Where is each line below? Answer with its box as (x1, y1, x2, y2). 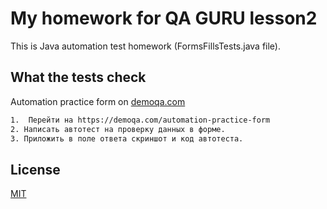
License (10, 161, 61, 178)
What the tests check (10, 69, 147, 86)
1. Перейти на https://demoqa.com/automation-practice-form (10, 115, 271, 125)
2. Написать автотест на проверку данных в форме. (10, 124, 226, 134)
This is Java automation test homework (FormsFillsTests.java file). (10, 40, 282, 52)
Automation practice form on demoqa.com (10, 95, 186, 107)
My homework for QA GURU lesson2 (10, 7, 318, 30)
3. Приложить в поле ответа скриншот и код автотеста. (10, 133, 244, 144)
